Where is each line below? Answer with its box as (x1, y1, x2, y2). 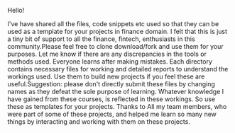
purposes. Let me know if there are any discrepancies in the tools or (7, 50, 207, 58)
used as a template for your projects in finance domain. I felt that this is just (7, 28, 228, 35)
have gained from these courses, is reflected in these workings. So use (7, 95, 215, 103)
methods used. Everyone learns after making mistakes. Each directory (7, 57, 213, 66)
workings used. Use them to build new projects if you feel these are (7, 72, 205, 81)
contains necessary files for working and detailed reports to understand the (7, 65, 229, 73)
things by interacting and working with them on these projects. (7, 117, 190, 126)
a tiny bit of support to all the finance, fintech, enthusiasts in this (7, 35, 195, 43)
